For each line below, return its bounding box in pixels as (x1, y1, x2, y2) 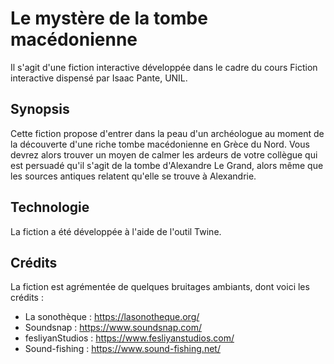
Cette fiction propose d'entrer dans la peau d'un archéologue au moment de (10, 127, 325, 139)
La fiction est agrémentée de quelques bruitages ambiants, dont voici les (10, 281, 310, 293)
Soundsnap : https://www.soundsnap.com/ (24, 322, 202, 334)
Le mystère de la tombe (10, 7, 208, 30)
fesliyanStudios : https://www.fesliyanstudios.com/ (24, 332, 235, 344)
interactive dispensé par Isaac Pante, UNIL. (10, 72, 188, 84)
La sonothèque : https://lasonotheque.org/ (24, 311, 200, 323)
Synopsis (10, 101, 70, 118)
